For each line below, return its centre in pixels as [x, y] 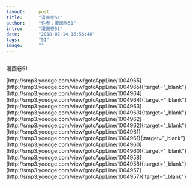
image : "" [25, 46]
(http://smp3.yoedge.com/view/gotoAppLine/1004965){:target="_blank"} [96, 87]
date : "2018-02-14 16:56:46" [51, 34]
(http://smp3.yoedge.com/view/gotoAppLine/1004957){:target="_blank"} [96, 176]
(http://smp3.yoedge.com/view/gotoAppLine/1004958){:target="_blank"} [96, 164]
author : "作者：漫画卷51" [41, 23]
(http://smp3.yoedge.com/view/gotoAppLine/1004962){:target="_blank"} [96, 125]
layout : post [28, 12]
